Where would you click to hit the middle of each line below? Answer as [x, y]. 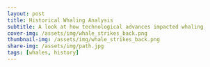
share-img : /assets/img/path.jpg [56, 46]
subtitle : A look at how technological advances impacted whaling [105, 27]
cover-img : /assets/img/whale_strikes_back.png [78, 33]
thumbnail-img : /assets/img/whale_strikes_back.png [83, 40]
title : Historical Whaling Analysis [60, 20]
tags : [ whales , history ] [43, 53]
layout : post [26, 14]
